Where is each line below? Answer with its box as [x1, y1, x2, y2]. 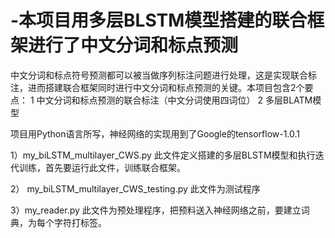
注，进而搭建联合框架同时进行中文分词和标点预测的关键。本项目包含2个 [10, 81, 305, 93]
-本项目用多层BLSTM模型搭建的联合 [10, 9, 308, 32]
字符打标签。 [53, 216, 107, 228]
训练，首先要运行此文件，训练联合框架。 [18, 161, 186, 173]
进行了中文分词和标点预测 [28, 34, 239, 57]
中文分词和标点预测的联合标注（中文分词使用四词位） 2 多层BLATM [36, 94, 313, 106]
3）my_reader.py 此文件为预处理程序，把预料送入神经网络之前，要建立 [10, 204, 302, 216]
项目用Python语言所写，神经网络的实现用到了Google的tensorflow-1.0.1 [10, 127, 301, 140]
